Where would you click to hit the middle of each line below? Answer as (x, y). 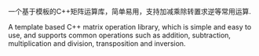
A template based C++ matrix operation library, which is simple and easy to (130, 27)
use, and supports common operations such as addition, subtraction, (120, 35)
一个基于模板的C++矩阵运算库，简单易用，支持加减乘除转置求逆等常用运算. (129, 11)
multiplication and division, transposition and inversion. (97, 44)
